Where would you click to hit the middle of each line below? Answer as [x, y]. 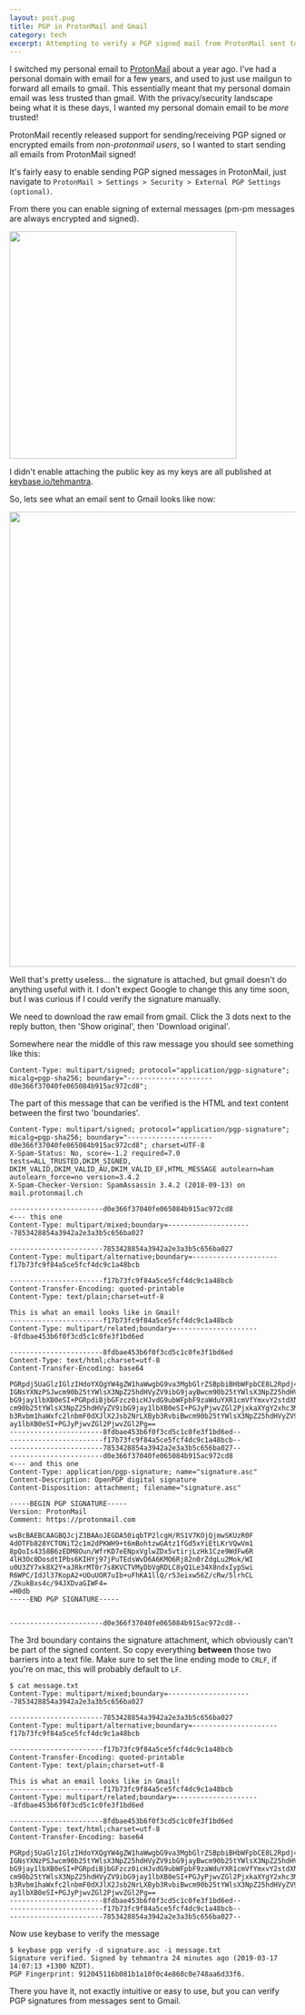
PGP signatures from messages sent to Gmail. [95, 2001]
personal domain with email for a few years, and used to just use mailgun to [151, 79]
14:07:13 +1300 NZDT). [52, 1967]
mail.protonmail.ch [46, 1193]
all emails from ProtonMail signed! [73, 155]
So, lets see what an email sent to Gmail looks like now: [113, 499]
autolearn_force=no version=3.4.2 [75, 1178]
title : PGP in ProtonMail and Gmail [79, 26]
